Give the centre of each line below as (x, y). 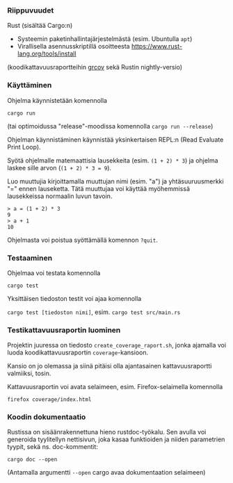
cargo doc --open (32, 460)
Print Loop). (24, 147)
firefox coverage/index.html (49, 400)
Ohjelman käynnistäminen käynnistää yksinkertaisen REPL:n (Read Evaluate (115, 139)
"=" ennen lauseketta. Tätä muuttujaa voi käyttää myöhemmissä (98, 188)
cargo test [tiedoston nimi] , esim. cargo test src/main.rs (94, 312)
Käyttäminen (30, 85)
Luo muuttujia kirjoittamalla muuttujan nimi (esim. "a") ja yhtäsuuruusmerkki (115, 181)
